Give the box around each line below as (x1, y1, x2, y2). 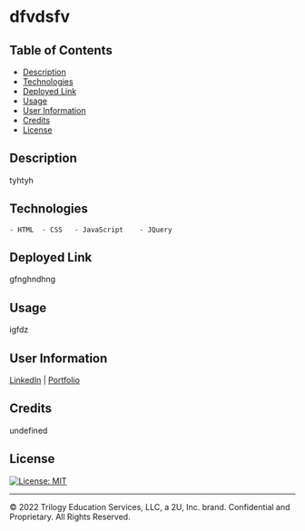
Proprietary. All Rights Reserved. (9, 511, 131, 522)
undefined (9, 425, 48, 436)
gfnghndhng (9, 274, 56, 285)
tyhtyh (9, 174, 34, 185)
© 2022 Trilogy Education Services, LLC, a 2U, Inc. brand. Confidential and (9, 501, 290, 512)
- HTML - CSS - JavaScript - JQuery (9, 225, 172, 234)
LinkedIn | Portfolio (9, 375, 80, 386)
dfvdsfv (9, 6, 71, 27)
